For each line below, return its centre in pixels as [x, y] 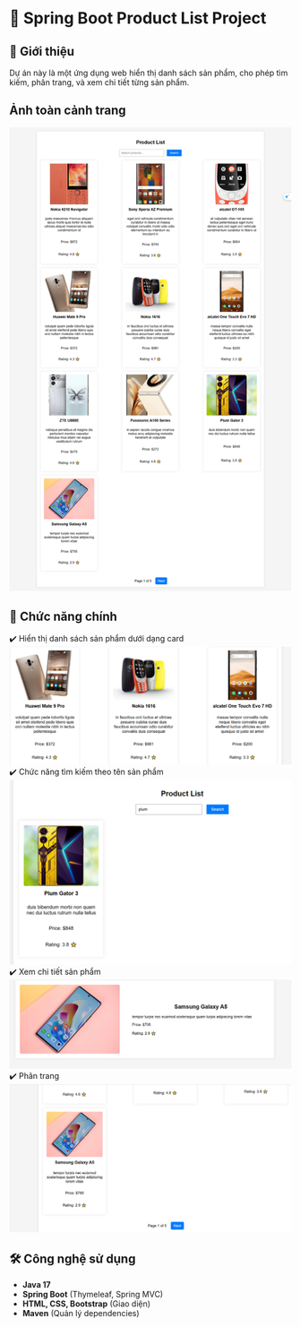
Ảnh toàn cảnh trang [68, 111]
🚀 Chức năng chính [64, 616]
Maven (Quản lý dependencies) [81, 1313]
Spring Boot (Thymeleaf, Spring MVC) [93, 1294]
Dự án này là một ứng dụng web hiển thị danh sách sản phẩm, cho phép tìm [149, 73]
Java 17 [36, 1284]
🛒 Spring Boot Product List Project [138, 18]
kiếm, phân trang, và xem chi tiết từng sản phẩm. [99, 82]
